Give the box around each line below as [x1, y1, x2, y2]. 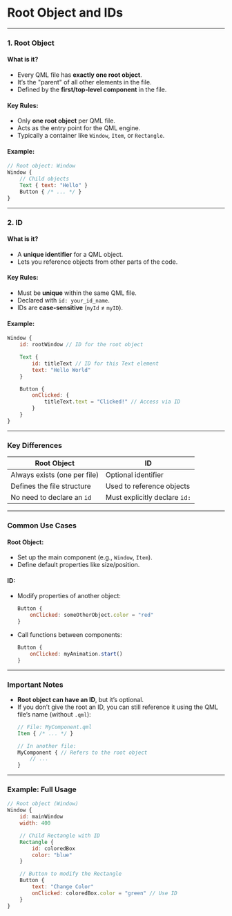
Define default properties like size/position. [17, 561, 140, 569]
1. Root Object [7, 38, 55, 48]
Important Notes [7, 680, 64, 690]
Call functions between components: [17, 631, 122, 638]
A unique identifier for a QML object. [17, 250, 124, 258]
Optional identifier [105, 470, 164, 480]
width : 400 [19, 820, 51, 827]
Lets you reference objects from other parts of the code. [17, 258, 178, 266]
